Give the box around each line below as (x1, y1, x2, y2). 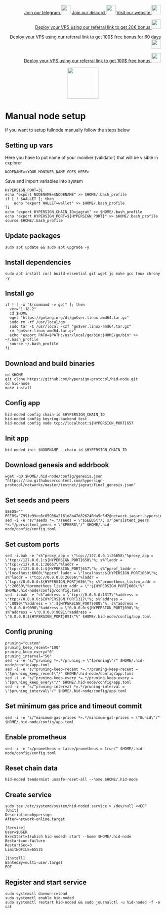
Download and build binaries (5, 359, 95, 367)
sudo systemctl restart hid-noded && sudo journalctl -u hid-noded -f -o (5, 900, 161, 905)
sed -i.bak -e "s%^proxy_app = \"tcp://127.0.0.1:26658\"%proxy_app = (5, 554, 154, 559)
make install (5, 385, 32, 390)
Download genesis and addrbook (5, 461, 109, 469)
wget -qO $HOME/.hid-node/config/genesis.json (5, 474, 103, 479)
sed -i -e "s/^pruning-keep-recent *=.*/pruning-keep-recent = (5, 667, 138, 672)
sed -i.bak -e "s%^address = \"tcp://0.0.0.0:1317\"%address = (5, 592, 138, 598)
